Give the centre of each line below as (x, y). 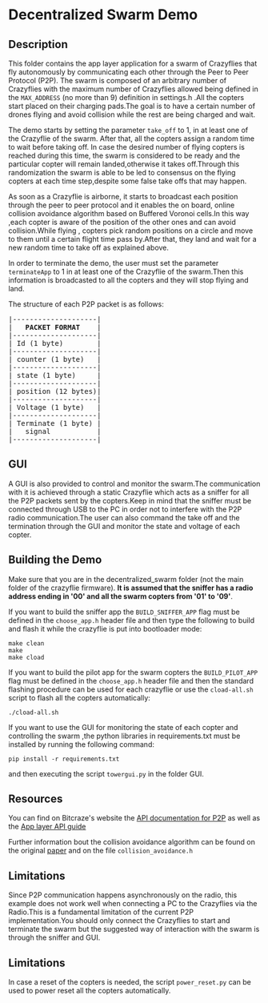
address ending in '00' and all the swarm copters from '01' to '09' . (121, 596)
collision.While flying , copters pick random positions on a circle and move (131, 231)
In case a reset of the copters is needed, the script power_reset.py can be (130, 982)
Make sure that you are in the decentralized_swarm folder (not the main (126, 579)
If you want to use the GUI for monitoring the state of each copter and (123, 727)
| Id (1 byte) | (55, 343)
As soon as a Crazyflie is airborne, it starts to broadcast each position (123, 197)
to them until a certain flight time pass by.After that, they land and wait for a (133, 239)
